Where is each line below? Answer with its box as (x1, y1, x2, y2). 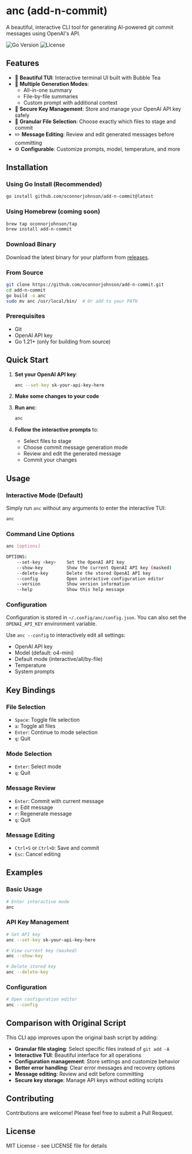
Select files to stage (23, 438, 72, 445)
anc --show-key (6, 953, 43, 959)
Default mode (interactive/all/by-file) (14, 656, 103, 663)
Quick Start (6, 355, 49, 365)
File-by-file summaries (23, 92, 78, 100)
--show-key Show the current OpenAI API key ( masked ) (16, 564, 172, 571)
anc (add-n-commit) (6, 4, 107, 18)
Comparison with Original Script (6, 1018, 126, 1029)
